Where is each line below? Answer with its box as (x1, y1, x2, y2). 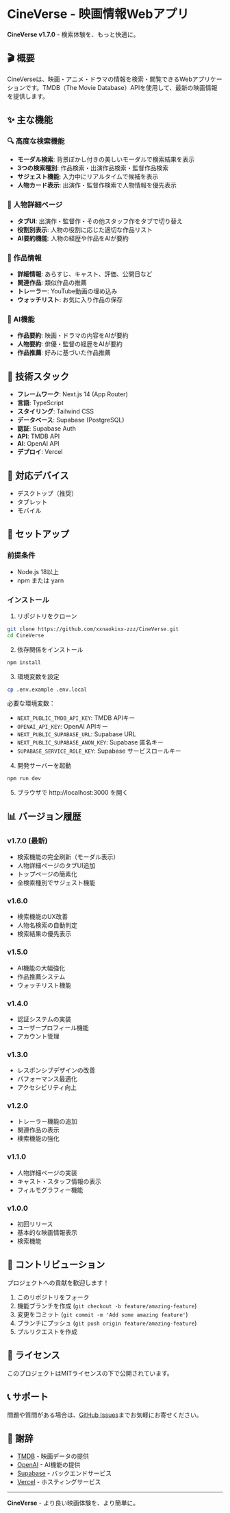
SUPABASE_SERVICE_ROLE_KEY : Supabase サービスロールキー (16, 747, 181, 755)
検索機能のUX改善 (16, 913, 68, 921)
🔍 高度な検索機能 (7, 137, 65, 146)
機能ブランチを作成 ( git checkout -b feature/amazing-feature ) (16, 1301, 197, 1310)
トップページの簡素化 (16, 870, 77, 878)
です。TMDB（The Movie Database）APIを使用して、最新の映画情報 (25, 83, 218, 91)
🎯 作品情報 (7, 253, 42, 262)
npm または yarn (16, 576, 64, 584)
